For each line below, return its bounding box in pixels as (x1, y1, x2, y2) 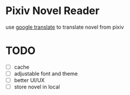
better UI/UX (14, 77, 45, 83)
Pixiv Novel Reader (5, 4, 100, 18)
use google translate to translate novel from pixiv (5, 23, 124, 30)
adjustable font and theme (14, 70, 78, 77)
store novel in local (14, 83, 60, 90)
